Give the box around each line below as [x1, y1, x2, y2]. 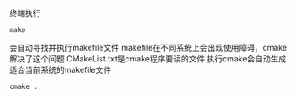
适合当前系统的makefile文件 [9, 65, 112, 75]
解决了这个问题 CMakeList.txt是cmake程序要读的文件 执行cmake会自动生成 [9, 53, 287, 64]
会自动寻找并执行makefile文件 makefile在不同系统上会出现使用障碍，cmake [9, 43, 288, 53]
